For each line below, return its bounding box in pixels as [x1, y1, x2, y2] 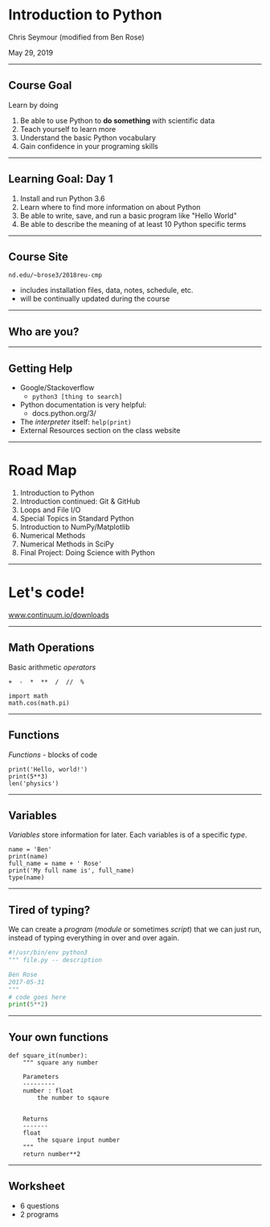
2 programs [19, 1209, 59, 1219]
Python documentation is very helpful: [19, 400, 147, 410]
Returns [22, 1115, 48, 1123]
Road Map [8, 461, 78, 480]
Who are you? [8, 324, 80, 339]
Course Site [8, 249, 68, 263]
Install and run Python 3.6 [19, 193, 106, 203]
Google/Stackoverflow [19, 383, 95, 392]
